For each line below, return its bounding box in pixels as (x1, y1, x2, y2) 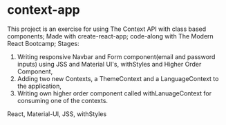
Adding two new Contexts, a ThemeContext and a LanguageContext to (17, 74, 219, 82)
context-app (7, 2, 81, 18)
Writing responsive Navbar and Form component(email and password (17, 52, 216, 60)
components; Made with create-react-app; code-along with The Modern (7, 32, 214, 40)
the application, (17, 82, 62, 90)
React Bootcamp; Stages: (7, 39, 79, 47)
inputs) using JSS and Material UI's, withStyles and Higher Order (17, 60, 202, 68)
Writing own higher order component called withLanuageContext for (17, 89, 212, 98)
